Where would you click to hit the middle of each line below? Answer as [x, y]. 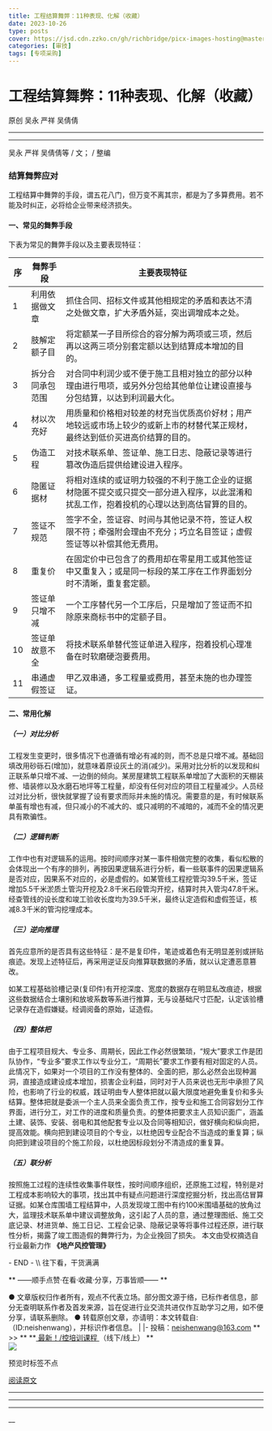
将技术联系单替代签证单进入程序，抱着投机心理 [155, 644]
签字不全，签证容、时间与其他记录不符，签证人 [155, 520]
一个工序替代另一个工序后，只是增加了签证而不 [155, 605]
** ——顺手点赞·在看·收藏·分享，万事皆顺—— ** [88, 1279]
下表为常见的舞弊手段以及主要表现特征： [76, 245]
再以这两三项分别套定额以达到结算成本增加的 [151, 346]
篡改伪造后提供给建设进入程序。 [127, 465]
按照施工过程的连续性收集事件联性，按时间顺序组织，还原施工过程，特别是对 [136, 1184]
